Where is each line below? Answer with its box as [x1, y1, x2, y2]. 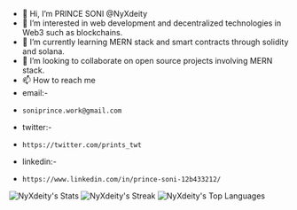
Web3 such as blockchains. [21, 27, 123, 37]
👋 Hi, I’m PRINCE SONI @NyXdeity [21, 9, 148, 19]
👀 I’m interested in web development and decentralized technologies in [21, 18, 282, 28]
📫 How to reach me [21, 75, 96, 85]
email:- [21, 88, 49, 97]
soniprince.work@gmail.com [21, 106, 122, 115]
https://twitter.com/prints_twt [21, 141, 142, 150]
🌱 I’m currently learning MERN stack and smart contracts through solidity [21, 36, 289, 47]
